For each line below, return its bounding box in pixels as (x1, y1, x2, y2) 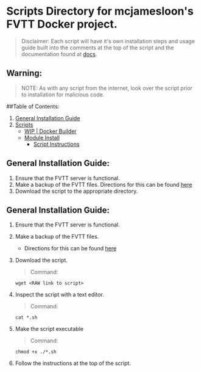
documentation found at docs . (21, 50, 97, 57)
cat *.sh (15, 314, 38, 321)
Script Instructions (33, 140, 80, 148)
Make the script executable (15, 325, 84, 333)
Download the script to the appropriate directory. (15, 187, 138, 195)
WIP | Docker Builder (24, 127, 77, 135)
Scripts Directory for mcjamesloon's (6, 4, 194, 18)
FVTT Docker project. (6, 17, 118, 31)
